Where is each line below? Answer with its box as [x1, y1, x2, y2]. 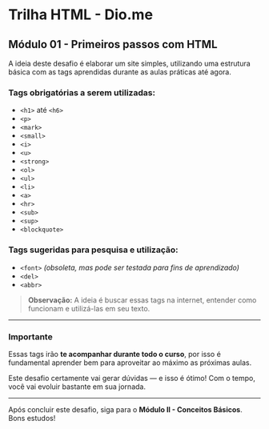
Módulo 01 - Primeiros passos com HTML [8, 38, 218, 51]
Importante [8, 331, 54, 342]
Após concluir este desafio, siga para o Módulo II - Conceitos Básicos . [8, 404, 243, 414]
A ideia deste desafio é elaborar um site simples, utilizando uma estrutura [8, 58, 251, 68]
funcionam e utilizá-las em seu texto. [27, 303, 151, 313]
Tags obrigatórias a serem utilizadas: [8, 86, 156, 98]
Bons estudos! [8, 413, 56, 423]
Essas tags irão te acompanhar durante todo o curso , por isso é [8, 349, 222, 359]
